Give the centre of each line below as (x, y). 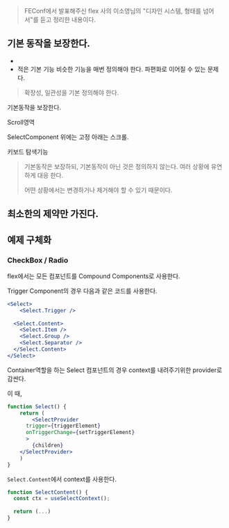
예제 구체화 (29, 240)
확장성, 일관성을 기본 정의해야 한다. (71, 93)
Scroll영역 (21, 122)
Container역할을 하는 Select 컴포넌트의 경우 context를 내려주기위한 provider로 (115, 370)
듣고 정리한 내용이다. (68, 19)
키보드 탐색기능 (28, 152)
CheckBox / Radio (38, 260)
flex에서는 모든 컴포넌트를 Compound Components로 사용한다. (94, 276)
